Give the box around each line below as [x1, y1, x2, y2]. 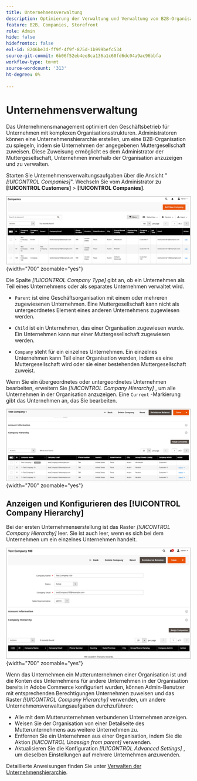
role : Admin [6, 28, 35, 34]
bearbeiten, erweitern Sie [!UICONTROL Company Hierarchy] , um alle [6, 385, 176, 392]
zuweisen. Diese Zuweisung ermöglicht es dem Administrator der [6, 148, 164, 155]
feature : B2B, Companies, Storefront [6, 22, 98, 28]
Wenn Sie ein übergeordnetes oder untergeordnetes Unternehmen [6, 378, 167, 386]
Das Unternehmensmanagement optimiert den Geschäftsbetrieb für [6, 123, 169, 130]
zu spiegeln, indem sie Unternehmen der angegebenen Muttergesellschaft [6, 142, 186, 149]
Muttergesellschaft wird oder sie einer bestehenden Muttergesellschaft [14, 361, 186, 368]
